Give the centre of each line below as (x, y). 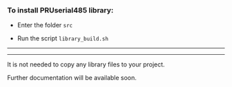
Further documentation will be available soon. (72, 78)
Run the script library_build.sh (63, 38)
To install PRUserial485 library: (60, 10)
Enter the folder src (45, 25)
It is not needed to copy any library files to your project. (86, 64)
